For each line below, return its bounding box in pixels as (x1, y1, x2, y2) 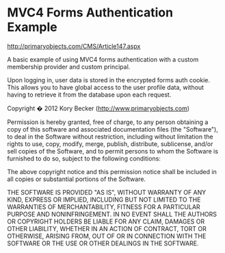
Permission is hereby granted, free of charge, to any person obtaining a (7, 118, 209, 126)
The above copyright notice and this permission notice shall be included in (7, 167, 217, 176)
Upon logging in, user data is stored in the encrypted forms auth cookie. (7, 75, 211, 84)
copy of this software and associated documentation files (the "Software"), (7, 125, 219, 133)
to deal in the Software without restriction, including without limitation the (7, 132, 213, 141)
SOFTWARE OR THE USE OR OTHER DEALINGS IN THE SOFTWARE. (7, 239, 199, 248)
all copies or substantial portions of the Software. (7, 175, 146, 183)
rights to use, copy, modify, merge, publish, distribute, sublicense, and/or (7, 139, 213, 148)
